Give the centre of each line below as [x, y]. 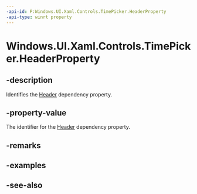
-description [29, 80]
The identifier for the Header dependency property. [68, 127]
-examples [26, 165]
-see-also [24, 185]
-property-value [36, 113]
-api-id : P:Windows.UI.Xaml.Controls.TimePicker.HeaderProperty [86, 11]
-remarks [23, 145]
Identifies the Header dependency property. [59, 94]
